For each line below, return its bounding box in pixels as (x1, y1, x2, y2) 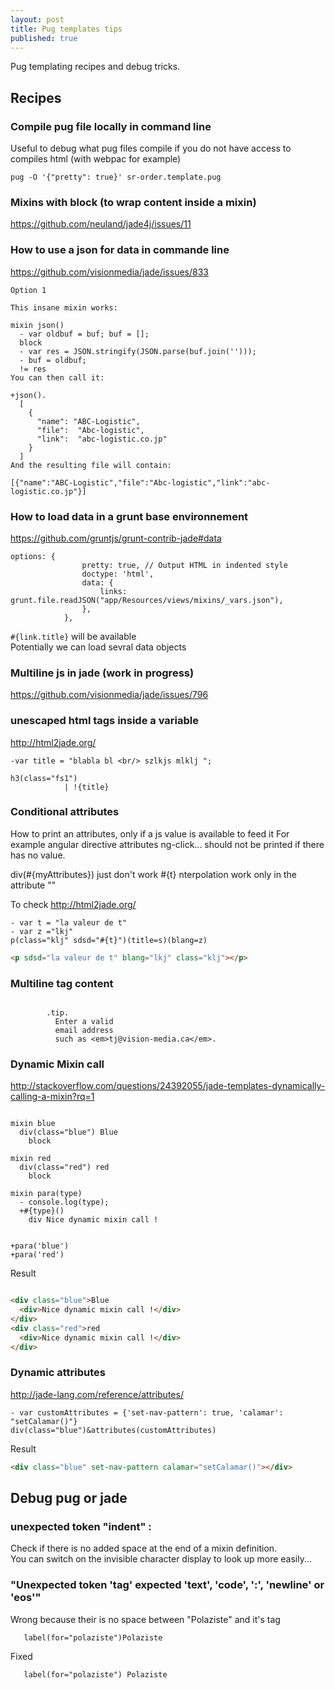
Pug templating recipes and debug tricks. (10, 61, 181, 73)
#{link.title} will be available (10, 630, 137, 642)
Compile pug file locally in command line (10, 119, 212, 133)
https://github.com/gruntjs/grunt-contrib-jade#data (10, 532, 222, 544)
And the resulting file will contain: (10, 460, 172, 470)
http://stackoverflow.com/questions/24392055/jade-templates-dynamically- (10, 1080, 326, 1092)
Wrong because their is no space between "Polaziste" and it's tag (10, 1613, 281, 1625)
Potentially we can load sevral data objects (10, 641, 187, 653)
